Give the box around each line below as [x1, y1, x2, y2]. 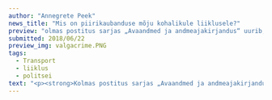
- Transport [15, 57, 57, 65]
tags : [8, 49, 27, 57]
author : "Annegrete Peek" [8, 11, 96, 20]
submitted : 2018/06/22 [8, 34, 85, 43]
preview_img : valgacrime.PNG [8, 42, 107, 50]
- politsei [15, 72, 53, 80]
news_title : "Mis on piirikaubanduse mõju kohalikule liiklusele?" [8, 19, 241, 27]
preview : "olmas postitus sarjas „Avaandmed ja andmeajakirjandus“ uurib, [8, 27, 266, 35]
